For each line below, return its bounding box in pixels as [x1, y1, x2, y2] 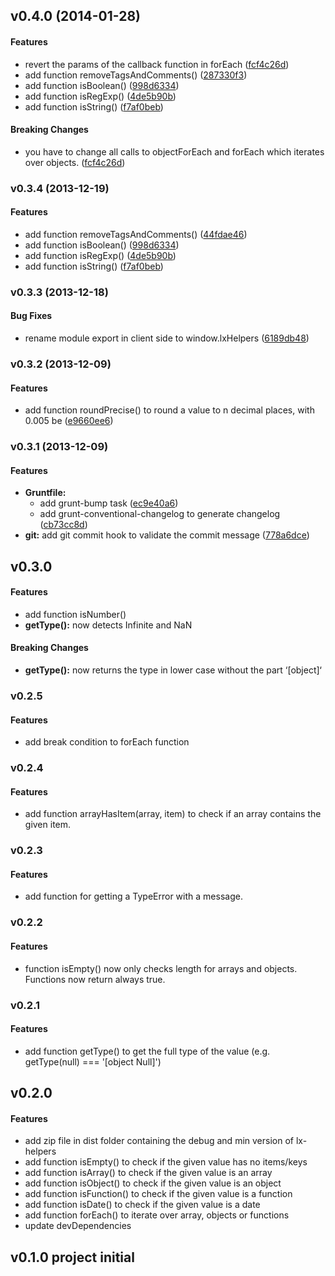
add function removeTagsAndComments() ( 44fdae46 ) [24, 228, 248, 240]
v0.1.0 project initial [10, 1249, 135, 1266]
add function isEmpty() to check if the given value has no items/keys [24, 1156, 308, 1168]
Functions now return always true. [24, 973, 166, 985]
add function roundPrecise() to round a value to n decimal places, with [24, 404, 315, 416]
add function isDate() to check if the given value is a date [24, 1199, 261, 1211]
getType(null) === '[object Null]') [24, 1055, 162, 1068]
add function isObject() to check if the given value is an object [24, 1177, 282, 1189]
